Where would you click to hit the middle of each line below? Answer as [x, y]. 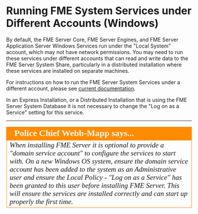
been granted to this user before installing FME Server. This [95, 185]
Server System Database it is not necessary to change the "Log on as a [93, 106]
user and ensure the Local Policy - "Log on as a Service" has [96, 177]
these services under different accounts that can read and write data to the [97, 58]
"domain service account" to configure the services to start [93, 153]
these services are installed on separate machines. [68, 71]
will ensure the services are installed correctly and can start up [99, 193]
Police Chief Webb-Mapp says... [74, 133]
